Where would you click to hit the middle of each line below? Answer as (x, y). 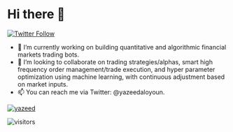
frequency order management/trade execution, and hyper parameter (116, 69)
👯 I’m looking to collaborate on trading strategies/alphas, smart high (115, 61)
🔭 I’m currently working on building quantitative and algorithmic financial (122, 47)
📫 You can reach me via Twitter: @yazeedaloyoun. (91, 92)
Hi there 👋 (36, 14)
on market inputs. (43, 84)
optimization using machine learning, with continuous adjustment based (121, 77)
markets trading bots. (48, 54)
